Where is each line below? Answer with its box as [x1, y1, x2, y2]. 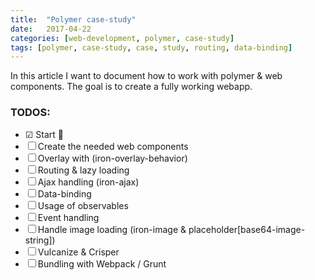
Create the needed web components [37, 140, 189, 152]
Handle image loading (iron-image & [37, 223, 187, 235]
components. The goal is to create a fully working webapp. [10, 81, 253, 93]
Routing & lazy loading [37, 164, 130, 176]
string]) [24, 234, 56, 246]
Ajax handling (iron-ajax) [37, 176, 140, 188]
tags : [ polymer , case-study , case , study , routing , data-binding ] [10, 42, 293, 53]
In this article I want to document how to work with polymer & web [10, 70, 283, 82]
